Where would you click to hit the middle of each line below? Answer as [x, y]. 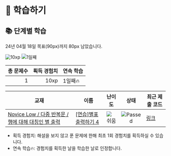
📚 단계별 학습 [26, 31]
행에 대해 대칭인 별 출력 [34, 122]
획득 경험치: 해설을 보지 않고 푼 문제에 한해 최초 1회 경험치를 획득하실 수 [83, 135]
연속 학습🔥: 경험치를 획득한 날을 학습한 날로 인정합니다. [67, 148]
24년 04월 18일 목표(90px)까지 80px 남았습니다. [54, 46]
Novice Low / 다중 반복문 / [38, 114]
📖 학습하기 [26, 10]
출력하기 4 [87, 122]
